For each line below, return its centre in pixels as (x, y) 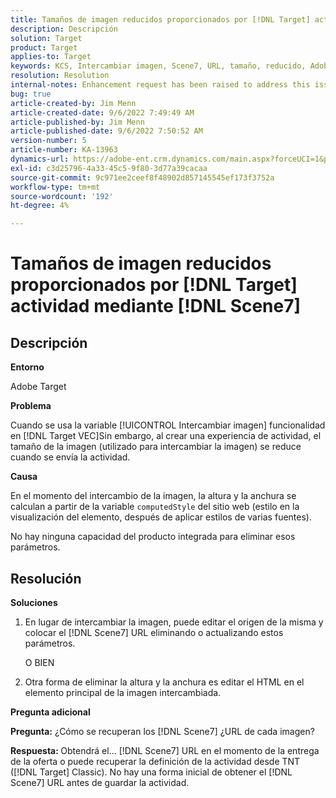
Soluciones (34, 602)
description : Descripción (64, 29)
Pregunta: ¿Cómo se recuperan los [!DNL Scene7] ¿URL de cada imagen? (162, 731)
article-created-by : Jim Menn (73, 103)
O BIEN (39, 662)
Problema (31, 406)
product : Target (44, 47)
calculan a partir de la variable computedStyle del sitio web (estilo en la (155, 507)
